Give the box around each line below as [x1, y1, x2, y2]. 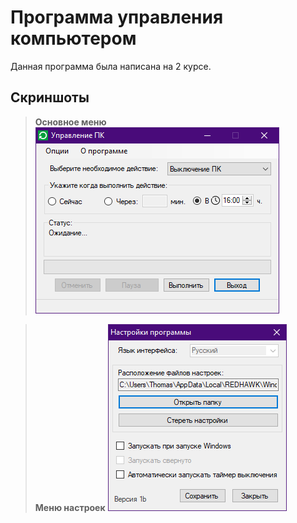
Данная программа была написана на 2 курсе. [10, 60, 212, 72]
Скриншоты [10, 89, 90, 106]
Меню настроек [34, 501, 106, 513]
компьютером [10, 27, 137, 50]
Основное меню [34, 116, 107, 128]
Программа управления [10, 6, 224, 29]
